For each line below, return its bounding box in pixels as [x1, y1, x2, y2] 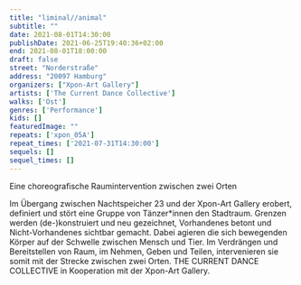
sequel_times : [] [9, 155, 75, 165]
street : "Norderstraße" [9, 64, 99, 73]
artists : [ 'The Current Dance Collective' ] [9, 88, 176, 97]
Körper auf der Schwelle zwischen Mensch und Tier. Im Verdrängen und [9, 236, 278, 247]
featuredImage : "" [9, 123, 79, 132]
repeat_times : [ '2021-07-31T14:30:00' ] [9, 139, 160, 148]
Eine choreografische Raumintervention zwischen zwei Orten [9, 180, 238, 191]
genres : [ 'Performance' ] [9, 106, 103, 115]
